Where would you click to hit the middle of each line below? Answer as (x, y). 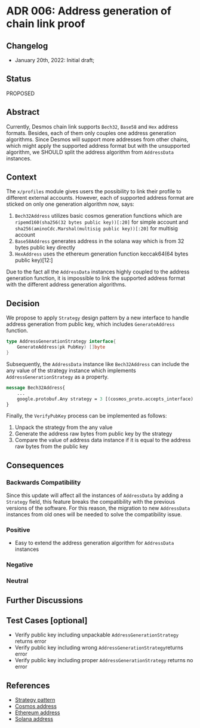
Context (21, 177)
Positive (18, 529)
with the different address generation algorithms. (66, 285)
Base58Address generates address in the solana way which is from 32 (99, 241)
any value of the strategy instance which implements (71, 370)
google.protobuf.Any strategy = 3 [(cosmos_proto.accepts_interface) (105, 399)
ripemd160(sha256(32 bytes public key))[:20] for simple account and (101, 222)
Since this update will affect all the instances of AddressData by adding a (95, 495)
